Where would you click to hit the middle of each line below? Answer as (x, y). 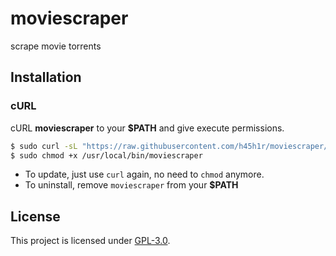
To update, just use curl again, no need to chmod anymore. (144, 174)
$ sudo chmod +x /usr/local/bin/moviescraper (106, 155)
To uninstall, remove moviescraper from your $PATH (131, 185)
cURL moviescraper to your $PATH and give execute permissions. (147, 128)
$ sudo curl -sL (44, 146)
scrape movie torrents (56, 46)
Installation (46, 77)
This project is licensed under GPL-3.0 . (90, 241)
